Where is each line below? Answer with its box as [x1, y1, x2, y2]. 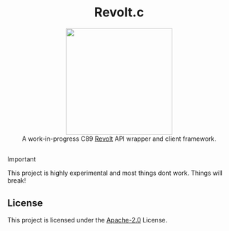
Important [7, 155, 36, 163]
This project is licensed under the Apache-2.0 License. [7, 216, 168, 225]
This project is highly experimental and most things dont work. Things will [7, 168, 223, 178]
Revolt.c [94, 4, 144, 21]
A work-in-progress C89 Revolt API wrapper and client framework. [21, 134, 217, 143]
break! [7, 176, 26, 185]
